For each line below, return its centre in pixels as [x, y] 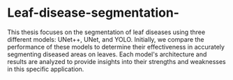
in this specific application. [46, 69]
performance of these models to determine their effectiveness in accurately [116, 47]
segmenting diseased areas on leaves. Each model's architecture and [107, 54]
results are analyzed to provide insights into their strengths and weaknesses [116, 61]
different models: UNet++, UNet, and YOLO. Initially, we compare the [106, 39]
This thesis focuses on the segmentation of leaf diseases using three [106, 32]
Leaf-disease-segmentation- [93, 13]
